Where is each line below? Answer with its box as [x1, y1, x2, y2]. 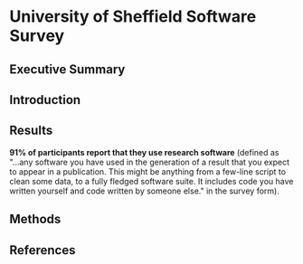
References [9, 242, 76, 258]
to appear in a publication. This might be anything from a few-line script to [9, 165, 287, 177]
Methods [9, 212, 62, 227]
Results [9, 123, 53, 138]
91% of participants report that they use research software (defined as [9, 146, 279, 157]
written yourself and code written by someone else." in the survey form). [9, 185, 280, 196]
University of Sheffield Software [9, 6, 257, 27]
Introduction [9, 92, 81, 108]
